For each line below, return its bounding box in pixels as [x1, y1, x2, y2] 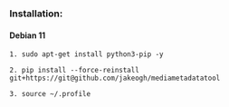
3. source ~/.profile [9, 90, 91, 99]
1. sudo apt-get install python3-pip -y [9, 50, 165, 59]
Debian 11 [9, 30, 46, 41]
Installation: [9, 7, 63, 20]
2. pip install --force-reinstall [9, 66, 140, 75]
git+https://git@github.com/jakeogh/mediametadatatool [9, 73, 221, 83]
